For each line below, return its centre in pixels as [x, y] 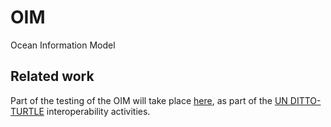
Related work [52, 76]
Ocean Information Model [63, 45]
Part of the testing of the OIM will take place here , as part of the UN [149, 100]
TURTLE [27, 111]
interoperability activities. [98, 111]
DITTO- [305, 100]
